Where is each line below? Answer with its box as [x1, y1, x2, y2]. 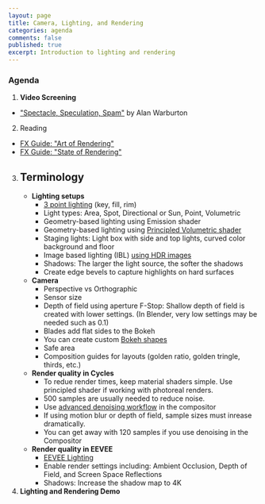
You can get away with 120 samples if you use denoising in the [43, 428, 248, 437]
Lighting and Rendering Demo [19, 487, 121, 496]
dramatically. [43, 419, 86, 429]
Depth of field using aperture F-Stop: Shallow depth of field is [43, 301, 245, 310]
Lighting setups [31, 191, 85, 201]
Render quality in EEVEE [31, 444, 113, 454]
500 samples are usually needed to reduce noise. [43, 394, 205, 403]
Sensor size [43, 293, 83, 302]
